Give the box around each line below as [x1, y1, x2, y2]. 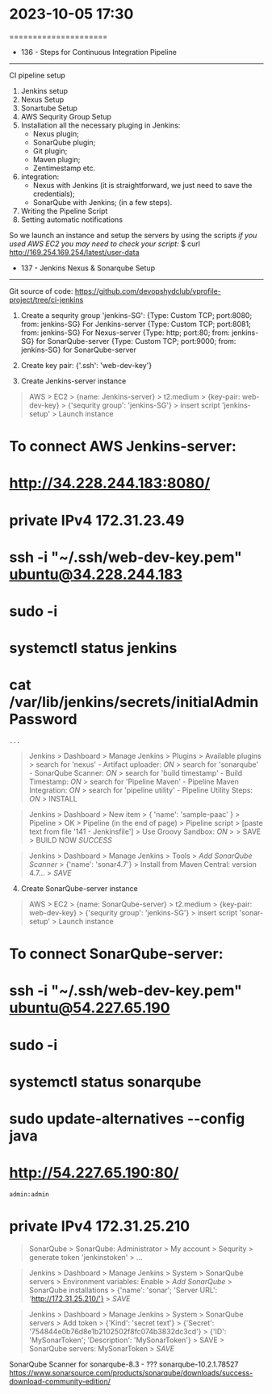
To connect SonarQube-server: [9, 945, 224, 963]
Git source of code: [9, 286, 73, 295]
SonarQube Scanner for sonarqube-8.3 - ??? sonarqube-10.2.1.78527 [9, 1359, 239, 1369]
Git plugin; [32, 146, 68, 156]
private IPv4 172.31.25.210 [9, 1217, 190, 1236]
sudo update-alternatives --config [9, 1109, 245, 1128]
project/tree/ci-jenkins [9, 295, 84, 304]
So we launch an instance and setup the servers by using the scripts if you [9, 230, 257, 240]
